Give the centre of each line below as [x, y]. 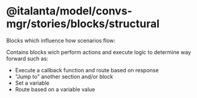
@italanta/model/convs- [69, 11]
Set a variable [32, 83]
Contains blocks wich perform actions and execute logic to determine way [99, 52]
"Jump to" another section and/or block [64, 76]
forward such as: [27, 58]
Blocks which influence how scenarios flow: [61, 40]
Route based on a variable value [55, 89]
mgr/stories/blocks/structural [83, 24]
